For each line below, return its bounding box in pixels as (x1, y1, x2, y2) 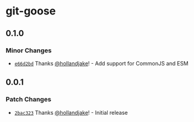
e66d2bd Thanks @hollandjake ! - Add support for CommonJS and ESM (14, 59, 189, 67)
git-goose (5, 4, 56, 18)
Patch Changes (5, 95, 52, 103)
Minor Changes (5, 46, 52, 55)
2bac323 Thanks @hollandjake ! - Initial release (14, 109, 128, 116)
